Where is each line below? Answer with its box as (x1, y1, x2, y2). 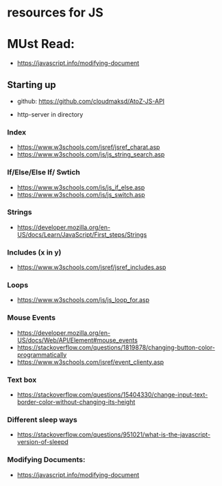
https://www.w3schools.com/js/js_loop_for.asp (16, 296, 149, 304)
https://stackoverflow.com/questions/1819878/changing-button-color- (16, 343, 216, 351)
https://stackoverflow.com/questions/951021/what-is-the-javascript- (16, 430, 211, 439)
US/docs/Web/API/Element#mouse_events (16, 336, 138, 344)
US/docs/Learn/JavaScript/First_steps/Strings (16, 230, 147, 238)
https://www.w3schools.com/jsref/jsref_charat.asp (16, 143, 160, 152)
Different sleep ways (7, 415, 77, 424)
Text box (7, 375, 37, 384)
